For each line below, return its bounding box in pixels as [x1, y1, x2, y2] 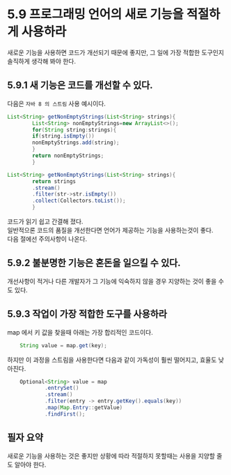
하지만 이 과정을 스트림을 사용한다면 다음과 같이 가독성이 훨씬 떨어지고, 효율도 [7, 356, 217, 364]
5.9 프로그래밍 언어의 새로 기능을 [7, 6, 184, 22]
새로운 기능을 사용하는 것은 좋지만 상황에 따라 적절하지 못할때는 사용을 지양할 [7, 451, 216, 460]
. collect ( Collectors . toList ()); [32, 197, 127, 205]
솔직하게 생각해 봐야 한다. [7, 57, 77, 65]
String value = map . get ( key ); [19, 342, 108, 349]
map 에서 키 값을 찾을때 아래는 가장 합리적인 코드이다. [7, 328, 153, 336]
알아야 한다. [14, 460, 47, 469]
